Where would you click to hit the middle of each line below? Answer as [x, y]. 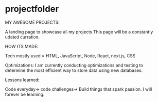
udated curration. [22, 37]
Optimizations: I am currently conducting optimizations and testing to [74, 65]
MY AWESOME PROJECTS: [32, 22]
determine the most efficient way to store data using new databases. [74, 70]
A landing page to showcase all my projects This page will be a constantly [79, 32]
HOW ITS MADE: [22, 46]
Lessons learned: [22, 80]
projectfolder [32, 9]
